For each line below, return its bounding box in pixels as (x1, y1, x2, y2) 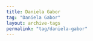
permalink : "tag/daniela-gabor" (6, 25, 88, 32)
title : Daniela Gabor (6, 8, 61, 15)
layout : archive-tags (6, 20, 61, 26)
